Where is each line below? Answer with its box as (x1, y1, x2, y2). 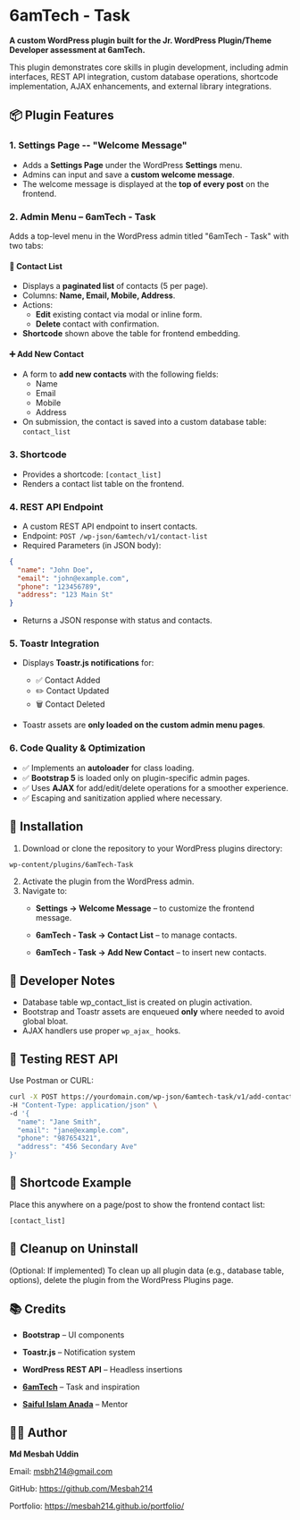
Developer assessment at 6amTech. (9, 44, 146, 55)
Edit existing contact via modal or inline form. (35, 310, 203, 320)
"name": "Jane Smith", (17, 1117, 102, 1126)
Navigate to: (21, 886, 68, 896)
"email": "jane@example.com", (17, 1125, 129, 1134)
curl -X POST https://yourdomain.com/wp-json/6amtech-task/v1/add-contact (9, 1092, 294, 1101)
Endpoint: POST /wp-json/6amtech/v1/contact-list (21, 530, 208, 541)
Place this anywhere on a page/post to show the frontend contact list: (9, 1199, 266, 1210)
